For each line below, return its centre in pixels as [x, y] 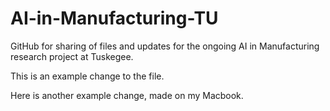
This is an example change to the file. [87, 76]
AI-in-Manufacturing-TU [114, 18]
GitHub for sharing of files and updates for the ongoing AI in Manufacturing [165, 46]
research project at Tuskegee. [72, 56]
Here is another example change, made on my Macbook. [127, 95]
